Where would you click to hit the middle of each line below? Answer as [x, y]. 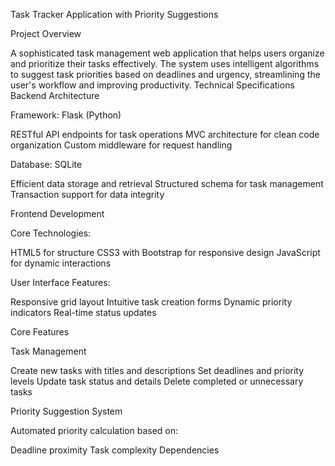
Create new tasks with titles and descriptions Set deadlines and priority [157, 370]
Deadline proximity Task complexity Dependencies [115, 450]
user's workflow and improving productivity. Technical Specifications [152, 85]
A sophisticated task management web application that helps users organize [167, 53]
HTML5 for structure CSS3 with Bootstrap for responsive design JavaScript [165, 252]
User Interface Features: [60, 282]
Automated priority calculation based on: [94, 430]
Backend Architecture [55, 95]
